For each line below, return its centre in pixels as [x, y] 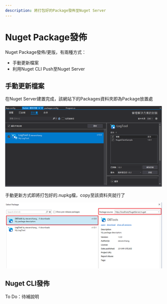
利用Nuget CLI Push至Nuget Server [49, 69]
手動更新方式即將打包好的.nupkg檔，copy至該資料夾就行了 [65, 195]
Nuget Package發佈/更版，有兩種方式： [46, 52]
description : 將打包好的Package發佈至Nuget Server [56, 10]
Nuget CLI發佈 [27, 284]
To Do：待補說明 [22, 297]
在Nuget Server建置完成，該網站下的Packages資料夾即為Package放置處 [79, 99]
